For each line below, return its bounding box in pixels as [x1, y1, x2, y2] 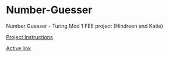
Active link [6, 44, 31, 52]
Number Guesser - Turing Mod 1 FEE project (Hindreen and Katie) [6, 22, 163, 29]
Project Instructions [6, 33, 54, 40]
